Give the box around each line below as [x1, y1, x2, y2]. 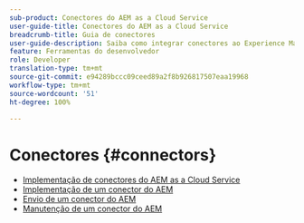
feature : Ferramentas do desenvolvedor [9, 47, 160, 56]
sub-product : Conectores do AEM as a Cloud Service [9, 13, 208, 23]
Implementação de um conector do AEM [22, 184, 174, 195]
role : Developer [9, 55, 71, 64]
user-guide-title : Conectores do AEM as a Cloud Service [9, 22, 229, 31]
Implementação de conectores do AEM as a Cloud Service [22, 174, 241, 186]
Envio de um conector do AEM [22, 194, 137, 205]
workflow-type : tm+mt [9, 81, 91, 90]
